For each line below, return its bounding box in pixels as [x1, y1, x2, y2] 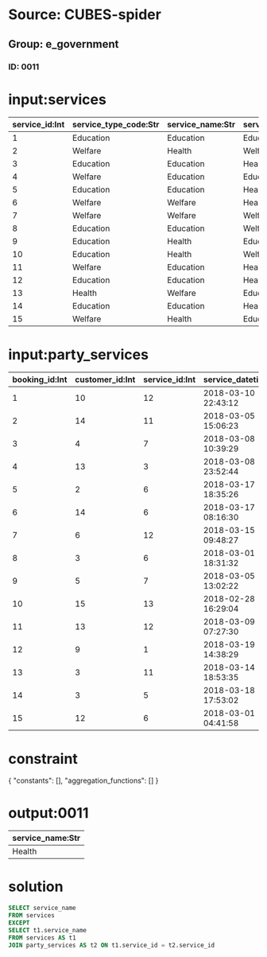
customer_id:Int [75, 374, 136, 385]
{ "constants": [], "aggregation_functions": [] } [8, 776, 159, 785]
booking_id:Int [12, 374, 68, 385]
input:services [8, 90, 107, 108]
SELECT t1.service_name [8, 926, 87, 934]
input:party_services [8, 345, 149, 364]
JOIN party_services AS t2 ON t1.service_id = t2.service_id [8, 941, 215, 949]
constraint [8, 749, 78, 768]
